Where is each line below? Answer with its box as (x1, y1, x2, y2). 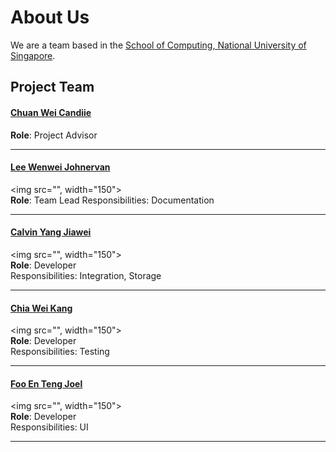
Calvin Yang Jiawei (10, 226, 92, 238)
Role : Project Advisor (10, 129, 98, 141)
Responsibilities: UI (10, 421, 89, 433)
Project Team (10, 79, 95, 96)
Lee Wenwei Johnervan (10, 161, 111, 173)
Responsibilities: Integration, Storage (10, 269, 162, 281)
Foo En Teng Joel (10, 377, 83, 390)
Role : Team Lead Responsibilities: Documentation (10, 194, 215, 206)
